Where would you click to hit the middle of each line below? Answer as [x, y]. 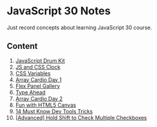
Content [22, 46]
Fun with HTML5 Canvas [46, 105]
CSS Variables [33, 73]
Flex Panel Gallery [38, 86]
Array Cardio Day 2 [39, 98]
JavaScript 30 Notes [59, 11]
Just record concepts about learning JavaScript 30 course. [79, 27]
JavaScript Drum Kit [40, 60]
